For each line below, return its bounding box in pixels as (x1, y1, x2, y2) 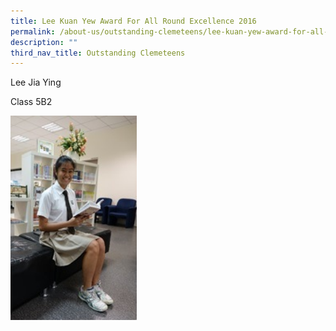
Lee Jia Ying (10, 76, 62, 89)
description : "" (10, 37, 78, 47)
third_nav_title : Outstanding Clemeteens (10, 48, 186, 58)
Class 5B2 (10, 96, 53, 108)
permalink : (10, 26, 56, 37)
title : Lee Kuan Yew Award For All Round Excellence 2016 (10, 16, 257, 26)
